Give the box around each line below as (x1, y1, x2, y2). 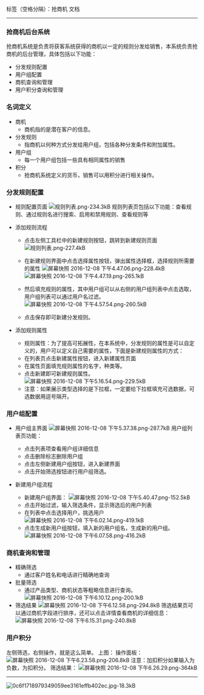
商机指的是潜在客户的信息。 (24, 126, 94, 133)
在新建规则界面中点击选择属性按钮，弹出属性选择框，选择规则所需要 (24, 257, 195, 264)
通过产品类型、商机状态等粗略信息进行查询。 (24, 586, 137, 594)
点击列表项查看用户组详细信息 (24, 445, 99, 452)
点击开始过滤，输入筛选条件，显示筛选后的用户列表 (24, 502, 152, 509)
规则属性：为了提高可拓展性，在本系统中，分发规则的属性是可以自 (24, 339, 189, 346)
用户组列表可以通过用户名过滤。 (24, 293, 104, 300)
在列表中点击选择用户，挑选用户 (24, 509, 104, 516)
